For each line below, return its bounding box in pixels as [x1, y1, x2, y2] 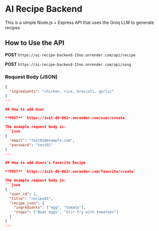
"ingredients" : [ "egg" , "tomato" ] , [14, 205, 86, 210]
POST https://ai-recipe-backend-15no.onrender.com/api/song [5, 61, 131, 67]
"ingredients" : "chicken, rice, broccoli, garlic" [9, 89, 114, 94]
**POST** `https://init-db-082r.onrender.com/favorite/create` [5, 169, 136, 174]
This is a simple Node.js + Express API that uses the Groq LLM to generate [5, 19, 154, 25]
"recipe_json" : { [9, 201, 45, 206]
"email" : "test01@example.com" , [9, 138, 75, 143]
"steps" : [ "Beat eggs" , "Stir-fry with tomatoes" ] [14, 210, 119, 215]
